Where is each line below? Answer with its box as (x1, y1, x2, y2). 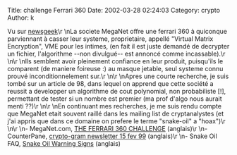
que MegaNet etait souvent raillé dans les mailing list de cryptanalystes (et (7, 109, 224, 118)
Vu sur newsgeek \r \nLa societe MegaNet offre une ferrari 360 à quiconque (7, 27, 228, 35)
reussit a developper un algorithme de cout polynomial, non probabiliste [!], (7, 87, 226, 95)
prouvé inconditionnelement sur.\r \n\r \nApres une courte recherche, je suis (7, 72, 229, 80)
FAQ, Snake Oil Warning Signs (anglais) (7, 139, 121, 147)
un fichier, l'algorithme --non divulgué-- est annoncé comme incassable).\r (7, 49, 226, 58)
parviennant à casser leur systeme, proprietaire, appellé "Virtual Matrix (7, 35, 214, 43)
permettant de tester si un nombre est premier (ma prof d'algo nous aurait (7, 94, 222, 103)
